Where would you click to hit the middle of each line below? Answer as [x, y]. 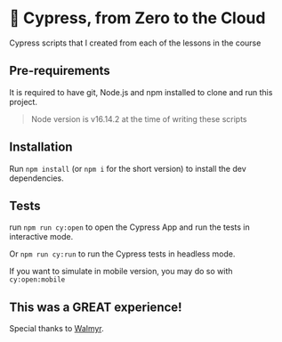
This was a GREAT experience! [96, 307]
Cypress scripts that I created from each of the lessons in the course [135, 43]
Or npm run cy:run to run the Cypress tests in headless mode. [122, 254]
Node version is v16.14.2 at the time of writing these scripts [139, 118]
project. [24, 102]
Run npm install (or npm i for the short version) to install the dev [128, 168]
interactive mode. [41, 237]
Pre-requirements [60, 71]
